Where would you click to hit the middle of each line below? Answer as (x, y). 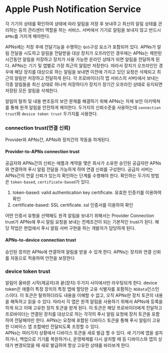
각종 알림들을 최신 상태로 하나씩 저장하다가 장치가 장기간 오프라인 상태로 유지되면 (84, 84)
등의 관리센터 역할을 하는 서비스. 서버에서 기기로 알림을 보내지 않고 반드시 (90, 30)
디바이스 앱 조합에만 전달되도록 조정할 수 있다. (55, 326)
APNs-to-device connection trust (41, 240)
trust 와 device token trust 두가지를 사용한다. (52, 113)
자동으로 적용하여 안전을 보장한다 (42, 258)
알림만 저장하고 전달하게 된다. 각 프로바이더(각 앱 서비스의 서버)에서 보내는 (86, 78)
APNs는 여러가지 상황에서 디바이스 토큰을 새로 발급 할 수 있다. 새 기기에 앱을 (79, 332)
